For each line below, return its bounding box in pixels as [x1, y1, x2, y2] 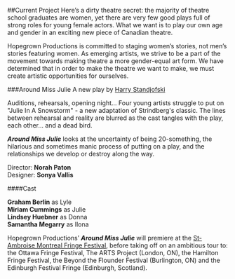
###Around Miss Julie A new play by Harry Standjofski [7, 86, 166, 93]
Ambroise [7, 241, 35, 250]
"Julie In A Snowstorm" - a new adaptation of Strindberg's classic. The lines [7, 107, 226, 114]
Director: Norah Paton [7, 163, 72, 171]
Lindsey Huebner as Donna [7, 213, 88, 221]
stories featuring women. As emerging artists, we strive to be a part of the [7, 49, 221, 57]
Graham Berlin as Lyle [7, 198, 72, 206]
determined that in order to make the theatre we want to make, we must [7, 64, 215, 72]
